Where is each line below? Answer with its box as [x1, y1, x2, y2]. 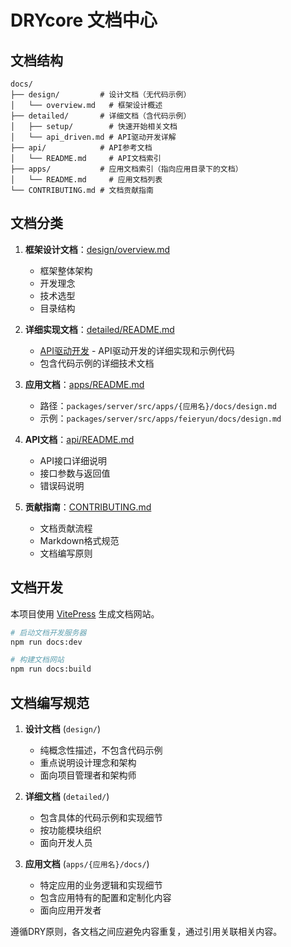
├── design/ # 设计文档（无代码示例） [10, 90, 192, 100]
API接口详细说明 [39, 454, 107, 466]
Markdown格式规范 [39, 534, 120, 546]
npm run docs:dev [10, 637, 83, 647]
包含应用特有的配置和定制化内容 [39, 891, 172, 903]
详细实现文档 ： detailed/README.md [24, 323, 175, 335]
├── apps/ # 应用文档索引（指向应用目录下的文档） [10, 164, 243, 174]
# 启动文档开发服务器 [10, 627, 87, 638]
